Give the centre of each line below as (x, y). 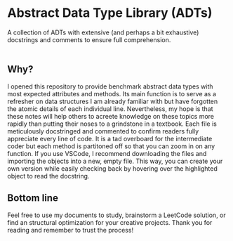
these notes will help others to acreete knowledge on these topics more (111, 116)
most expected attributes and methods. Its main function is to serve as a (112, 93)
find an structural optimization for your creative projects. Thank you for (110, 222)
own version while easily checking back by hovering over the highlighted (112, 168)
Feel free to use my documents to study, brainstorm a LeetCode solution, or (116, 215)
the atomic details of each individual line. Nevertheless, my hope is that (110, 109)
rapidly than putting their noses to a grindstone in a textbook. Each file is (112, 124)
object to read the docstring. (48, 176)
